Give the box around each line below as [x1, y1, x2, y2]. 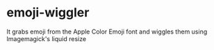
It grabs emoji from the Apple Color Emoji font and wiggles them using [6, 27, 208, 36]
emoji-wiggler [6, 5, 90, 21]
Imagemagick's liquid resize [6, 34, 87, 42]
